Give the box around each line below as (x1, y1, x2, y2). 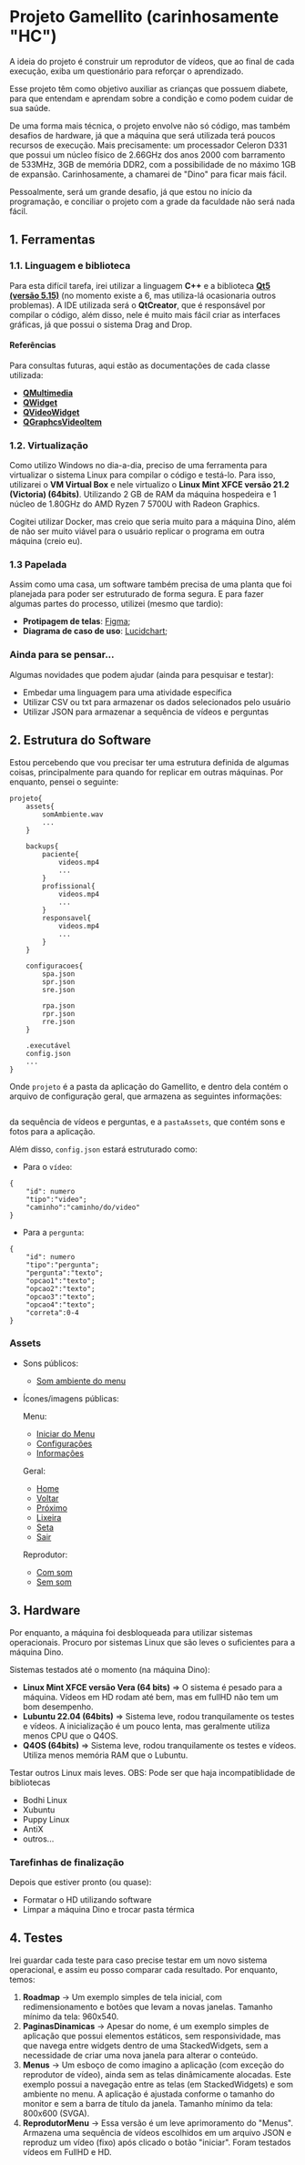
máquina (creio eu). (9, 536, 83, 547)
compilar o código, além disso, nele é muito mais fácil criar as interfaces (9, 309, 280, 320)
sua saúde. (9, 102, 51, 113)
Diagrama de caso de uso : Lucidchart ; (22, 626, 168, 637)
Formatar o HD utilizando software (22, 1893, 152, 1905)
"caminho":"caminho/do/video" (25, 1203, 141, 1212)
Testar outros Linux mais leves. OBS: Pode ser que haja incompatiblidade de (9, 1767, 296, 1778)
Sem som (36, 1576, 72, 1587)
